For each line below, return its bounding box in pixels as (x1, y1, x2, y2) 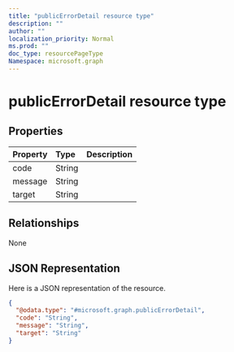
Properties (8, 124, 63, 138)
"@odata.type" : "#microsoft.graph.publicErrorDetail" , (15, 306, 206, 315)
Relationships (8, 216, 80, 230)
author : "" (8, 27, 45, 35)
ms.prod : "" (8, 42, 49, 50)
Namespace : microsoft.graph (8, 58, 104, 66)
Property (12, 148, 48, 159)
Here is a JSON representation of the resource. (8, 283, 167, 293)
